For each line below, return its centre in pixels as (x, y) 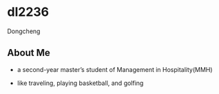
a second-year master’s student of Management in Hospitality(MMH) (115, 69)
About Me (29, 53)
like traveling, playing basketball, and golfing (80, 83)
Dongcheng (24, 31)
